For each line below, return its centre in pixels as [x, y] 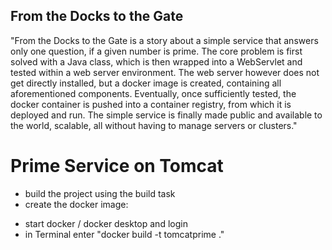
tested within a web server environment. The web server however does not [165, 72]
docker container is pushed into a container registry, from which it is [151, 104]
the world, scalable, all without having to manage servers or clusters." [154, 125]
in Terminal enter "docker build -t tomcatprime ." [124, 234]
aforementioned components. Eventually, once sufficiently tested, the [153, 93]
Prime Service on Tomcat [117, 166]
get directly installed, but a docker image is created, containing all [146, 83]
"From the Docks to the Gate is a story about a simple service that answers [164, 40]
